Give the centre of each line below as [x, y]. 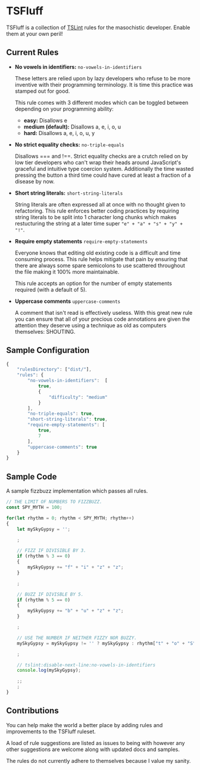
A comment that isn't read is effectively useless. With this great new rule [104, 312]
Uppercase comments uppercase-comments [68, 301]
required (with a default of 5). [51, 289]
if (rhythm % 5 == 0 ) [43, 600]
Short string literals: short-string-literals [69, 193]
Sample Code [32, 476]
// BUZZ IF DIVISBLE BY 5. [50, 594]
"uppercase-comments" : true [62, 447]
